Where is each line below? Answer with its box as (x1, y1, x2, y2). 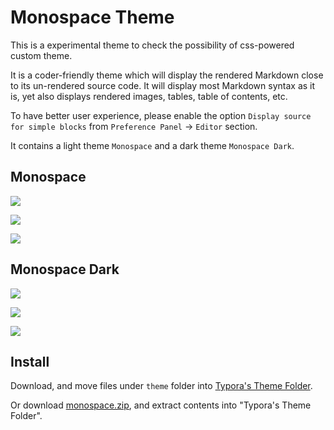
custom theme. (10, 49, 73, 61)
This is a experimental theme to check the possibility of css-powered (10, 39, 295, 51)
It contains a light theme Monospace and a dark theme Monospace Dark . (10, 139, 295, 151)
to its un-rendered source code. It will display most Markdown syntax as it (10, 79, 316, 91)
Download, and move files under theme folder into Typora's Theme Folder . (10, 380, 313, 392)
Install (10, 353, 50, 370)
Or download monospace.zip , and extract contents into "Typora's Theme (10, 399, 312, 411)
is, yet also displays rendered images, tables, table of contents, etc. (10, 90, 288, 102)
